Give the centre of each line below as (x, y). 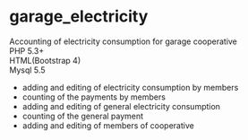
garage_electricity (79, 17)
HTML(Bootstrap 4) (45, 60)
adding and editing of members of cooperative (108, 125)
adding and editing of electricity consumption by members (130, 87)
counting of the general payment (83, 116)
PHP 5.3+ (27, 50)
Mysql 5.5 (27, 70)
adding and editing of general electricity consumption (121, 106)
